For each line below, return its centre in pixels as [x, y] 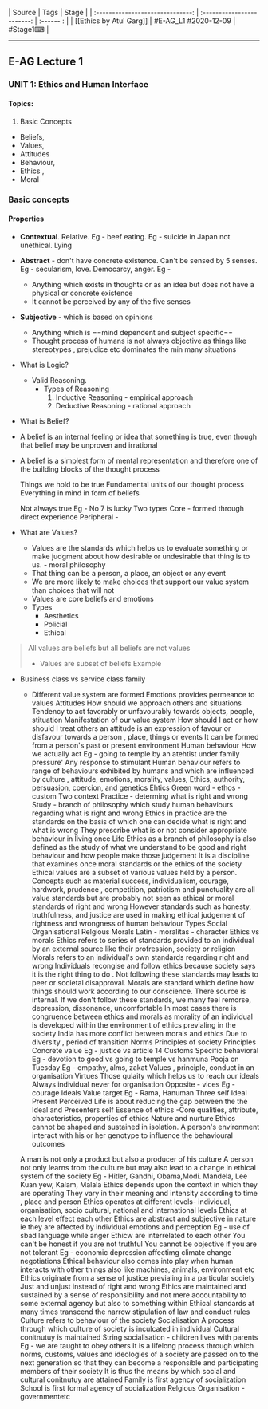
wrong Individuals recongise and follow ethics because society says [144, 965]
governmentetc [45, 1396]
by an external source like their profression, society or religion [134, 949]
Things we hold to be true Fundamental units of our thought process [132, 484]
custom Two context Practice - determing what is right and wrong [140, 796]
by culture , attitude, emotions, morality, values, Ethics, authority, [138, 779]
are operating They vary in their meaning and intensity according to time [138, 1193]
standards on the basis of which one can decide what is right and [139, 821]
